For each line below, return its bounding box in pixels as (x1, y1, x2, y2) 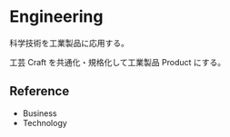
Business (22, 107, 57, 119)
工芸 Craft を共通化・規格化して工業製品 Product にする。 (9, 56, 225, 67)
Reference (9, 83, 70, 99)
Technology (22, 117, 68, 128)
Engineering (9, 6, 104, 27)
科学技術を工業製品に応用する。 (9, 37, 129, 48)
